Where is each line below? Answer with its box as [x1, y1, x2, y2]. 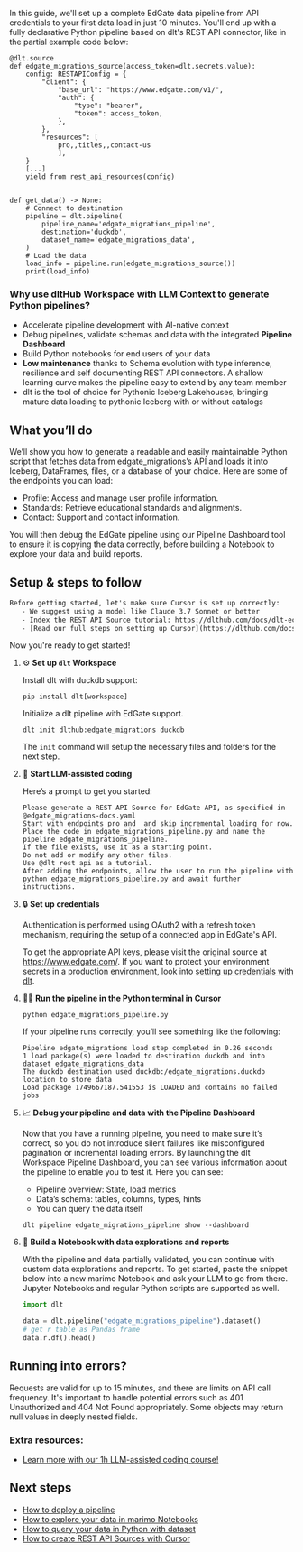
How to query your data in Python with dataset [22, 1523, 196, 1534]
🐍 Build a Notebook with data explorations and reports [22, 1236, 230, 1248]
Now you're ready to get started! [9, 640, 131, 651]
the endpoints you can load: [9, 476, 114, 486]
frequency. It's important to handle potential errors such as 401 [9, 1391, 243, 1402]
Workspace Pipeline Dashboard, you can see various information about [22, 1157, 288, 1168]
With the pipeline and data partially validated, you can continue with [22, 1254, 275, 1265]
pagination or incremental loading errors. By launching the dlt [22, 1148, 251, 1159]
